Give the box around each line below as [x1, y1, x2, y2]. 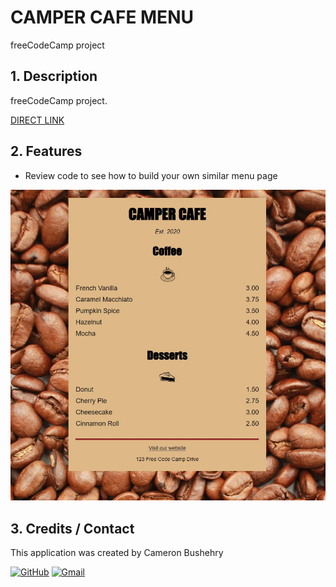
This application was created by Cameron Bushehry [10, 546, 224, 558]
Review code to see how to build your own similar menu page [24, 169, 278, 181]
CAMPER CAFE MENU [10, 6, 194, 29]
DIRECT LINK [10, 114, 65, 126]
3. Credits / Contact [10, 520, 135, 537]
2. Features [10, 143, 83, 160]
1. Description [10, 68, 98, 85]
